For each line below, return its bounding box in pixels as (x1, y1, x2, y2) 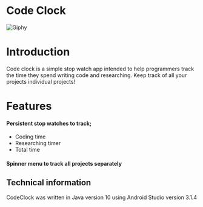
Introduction (6, 45, 70, 59)
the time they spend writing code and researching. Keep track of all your (6, 71, 187, 79)
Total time (15, 146, 41, 154)
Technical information (6, 177, 92, 188)
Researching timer (15, 140, 61, 147)
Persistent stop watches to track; (6, 120, 92, 127)
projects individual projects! (6, 78, 76, 85)
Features (6, 100, 52, 113)
